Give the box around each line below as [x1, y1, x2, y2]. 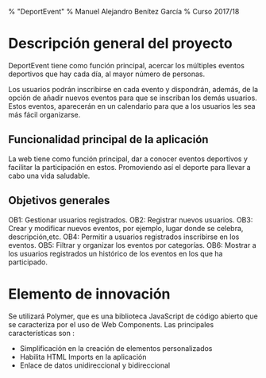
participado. [8, 257, 48, 267]
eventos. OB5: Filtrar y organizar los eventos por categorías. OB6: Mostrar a [8, 240, 256, 249]
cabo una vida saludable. [8, 171, 91, 180]
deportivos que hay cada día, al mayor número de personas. [8, 69, 205, 79]
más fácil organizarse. [8, 110, 81, 119]
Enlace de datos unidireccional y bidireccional [19, 361, 171, 370]
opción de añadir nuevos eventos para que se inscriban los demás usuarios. [8, 93, 258, 102]
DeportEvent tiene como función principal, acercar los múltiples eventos [8, 60, 245, 70]
